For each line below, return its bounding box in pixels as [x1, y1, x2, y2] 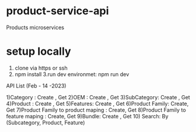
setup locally [6, 45, 71, 58]
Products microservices [6, 24, 64, 31]
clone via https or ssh [14, 64, 68, 71]
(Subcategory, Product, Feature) [6, 119, 85, 126]
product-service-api [6, 4, 109, 18]
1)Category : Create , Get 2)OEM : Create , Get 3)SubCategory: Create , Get [6, 93, 190, 100]
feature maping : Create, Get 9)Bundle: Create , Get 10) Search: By [6, 112, 169, 120]
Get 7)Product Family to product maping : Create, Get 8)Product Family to [6, 106, 186, 114]
